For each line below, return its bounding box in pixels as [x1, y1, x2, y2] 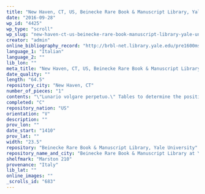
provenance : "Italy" [6, 162, 59, 168]
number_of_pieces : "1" [6, 88, 64, 94]
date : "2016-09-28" [6, 15, 56, 21]
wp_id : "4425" [6, 20, 43, 26]
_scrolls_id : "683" [6, 179, 56, 185]
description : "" [6, 116, 48, 122]
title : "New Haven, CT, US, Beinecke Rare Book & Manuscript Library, [6, 9, 190, 15]
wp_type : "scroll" [6, 26, 53, 32]
